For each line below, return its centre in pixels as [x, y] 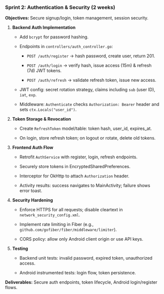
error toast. [31, 191]
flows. [11, 288]
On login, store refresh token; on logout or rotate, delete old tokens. [87, 138]
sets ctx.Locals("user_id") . [48, 110]
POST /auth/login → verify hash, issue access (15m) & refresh [89, 66]
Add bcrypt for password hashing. [54, 37]
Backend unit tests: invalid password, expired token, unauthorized [86, 258]
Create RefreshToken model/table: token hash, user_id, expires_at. [85, 128]
